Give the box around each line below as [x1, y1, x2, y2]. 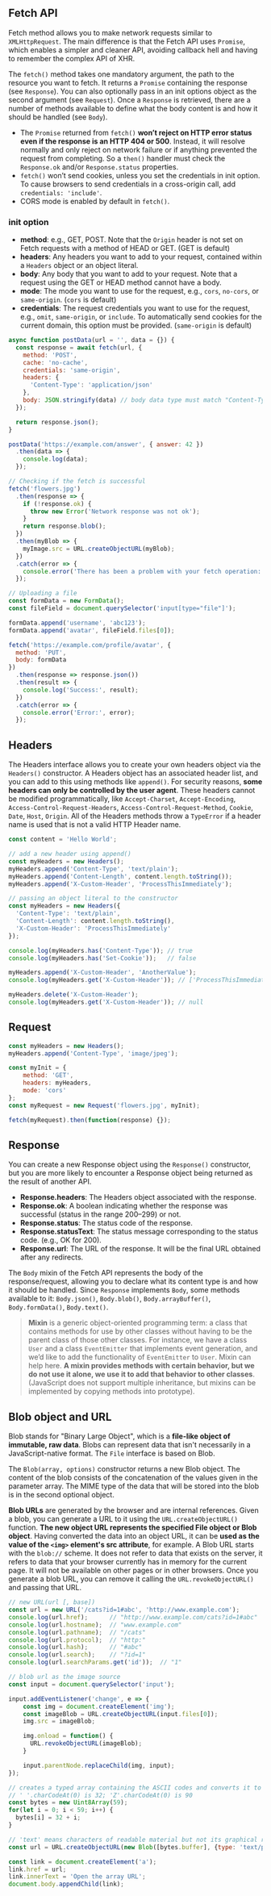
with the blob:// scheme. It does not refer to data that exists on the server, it [8, 1548, 263, 1558]
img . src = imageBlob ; [23, 1718, 95, 1726]
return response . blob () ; [23, 522, 106, 531]
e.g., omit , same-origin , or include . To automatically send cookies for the [19, 312, 262, 322]
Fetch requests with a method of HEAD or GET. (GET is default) [19, 244, 231, 253]
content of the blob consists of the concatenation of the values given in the [8, 1472, 258, 1483]
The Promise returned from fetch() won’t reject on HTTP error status [19, 127, 252, 137]
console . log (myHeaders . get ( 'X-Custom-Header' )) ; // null [8, 998, 204, 1007]
